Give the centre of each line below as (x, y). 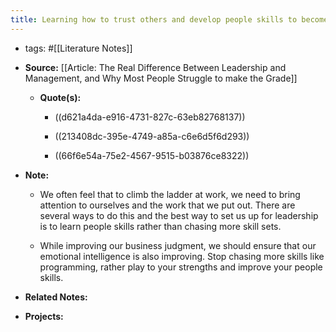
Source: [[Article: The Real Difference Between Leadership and (155, 67)
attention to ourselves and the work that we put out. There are (167, 205)
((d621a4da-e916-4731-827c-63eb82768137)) (150, 117)
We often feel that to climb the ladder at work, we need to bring (170, 194)
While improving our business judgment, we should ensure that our (178, 245)
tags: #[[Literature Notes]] (78, 48)
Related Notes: (56, 297)
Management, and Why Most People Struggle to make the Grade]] (161, 78)
